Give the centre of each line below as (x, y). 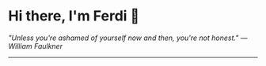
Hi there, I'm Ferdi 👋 (74, 16)
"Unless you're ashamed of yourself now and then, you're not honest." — (128, 38)
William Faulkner (36, 46)
